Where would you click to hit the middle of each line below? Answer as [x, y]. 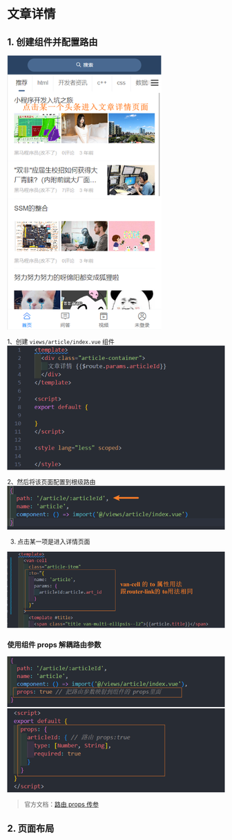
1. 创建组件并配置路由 [52, 42]
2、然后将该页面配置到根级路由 [51, 481]
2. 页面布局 [31, 828]
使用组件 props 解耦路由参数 [54, 645]
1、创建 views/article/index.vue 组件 [61, 341]
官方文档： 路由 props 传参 [61, 805]
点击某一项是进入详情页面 [54, 542]
